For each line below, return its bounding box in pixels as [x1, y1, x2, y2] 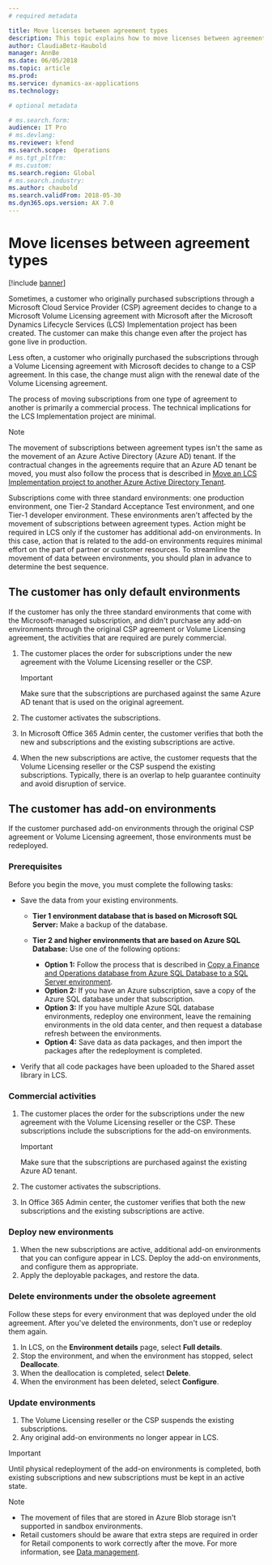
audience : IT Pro [8, 123, 67, 132]
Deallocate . [19, 1359, 60, 1369]
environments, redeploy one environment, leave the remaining [44, 1011, 252, 1021]
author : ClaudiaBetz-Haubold [8, 41, 107, 49]
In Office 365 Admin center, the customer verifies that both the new [19, 1198, 246, 1207]
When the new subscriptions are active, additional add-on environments [19, 1245, 261, 1254]
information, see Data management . [19, 1546, 140, 1557]
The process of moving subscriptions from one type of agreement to [8, 394, 237, 404]
